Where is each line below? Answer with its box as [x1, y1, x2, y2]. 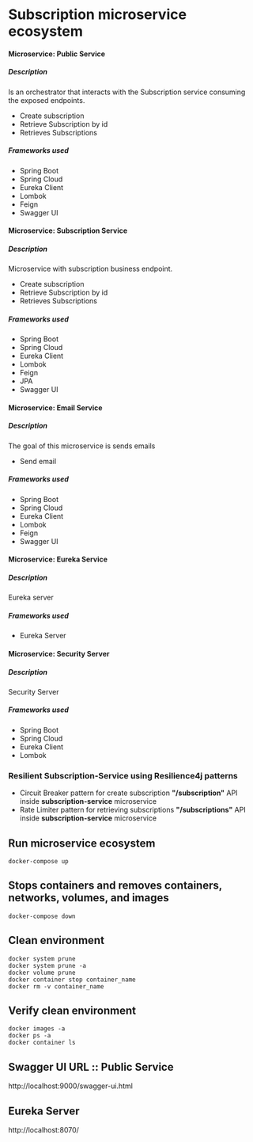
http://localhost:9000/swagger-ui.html [8, 1081, 133, 1091]
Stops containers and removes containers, [8, 879, 223, 893]
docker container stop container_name [8, 976, 136, 984]
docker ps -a [8, 1032, 51, 1040]
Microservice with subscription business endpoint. [8, 264, 173, 274]
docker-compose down [8, 912, 77, 920]
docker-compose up [8, 857, 69, 865]
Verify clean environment [8, 1003, 137, 1017]
